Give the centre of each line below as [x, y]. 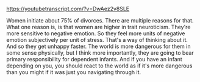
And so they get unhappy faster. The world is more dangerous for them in [98, 46]
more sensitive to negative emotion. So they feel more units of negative [96, 33]
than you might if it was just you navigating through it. [74, 72]
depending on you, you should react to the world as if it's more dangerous [99, 66]
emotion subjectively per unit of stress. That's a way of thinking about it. [97, 40]
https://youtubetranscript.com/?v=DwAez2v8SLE [68, 9]
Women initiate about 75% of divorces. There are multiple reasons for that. [100, 20]
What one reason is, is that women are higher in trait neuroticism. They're [98, 27]
